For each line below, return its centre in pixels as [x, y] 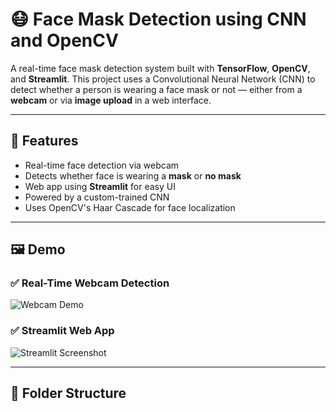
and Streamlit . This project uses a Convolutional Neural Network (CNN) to [163, 79]
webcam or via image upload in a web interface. [111, 100]
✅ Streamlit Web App [62, 331]
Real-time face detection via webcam [102, 165]
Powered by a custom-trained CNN [97, 197]
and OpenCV [64, 40]
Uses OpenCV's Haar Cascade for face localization [130, 207]
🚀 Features [44, 141]
